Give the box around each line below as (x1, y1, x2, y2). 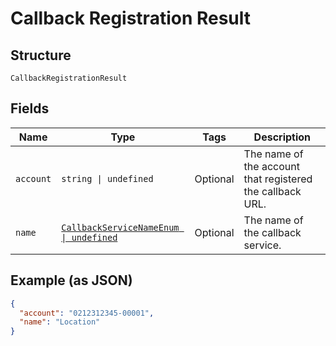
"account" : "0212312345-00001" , (19, 308, 155, 318)
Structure (10, 47, 72, 64)
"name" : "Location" (19, 317, 101, 327)
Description (253, 130, 312, 144)
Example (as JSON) (10, 272, 133, 289)
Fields (10, 100, 50, 117)
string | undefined (61, 173, 154, 184)
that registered (243, 172, 313, 186)
